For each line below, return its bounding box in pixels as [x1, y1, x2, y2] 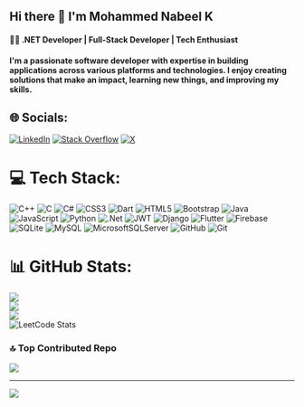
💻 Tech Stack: [9, 167, 121, 188]
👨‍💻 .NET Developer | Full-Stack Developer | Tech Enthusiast [9, 33, 238, 45]
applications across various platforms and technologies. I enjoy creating [9, 64, 288, 75]
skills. [9, 83, 33, 95]
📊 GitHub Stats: [9, 256, 133, 277]
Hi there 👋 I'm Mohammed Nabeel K [9, 9, 214, 24]
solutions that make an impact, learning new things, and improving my [9, 74, 280, 85]
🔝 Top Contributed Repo [9, 342, 118, 355]
